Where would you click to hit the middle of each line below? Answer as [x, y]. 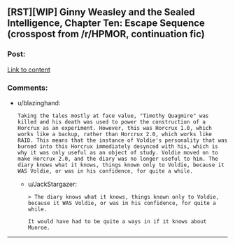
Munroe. [39, 227]
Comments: [28, 88]
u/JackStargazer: [52, 184]
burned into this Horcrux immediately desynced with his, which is [117, 146]
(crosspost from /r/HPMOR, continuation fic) [106, 34]
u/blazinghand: [39, 102]
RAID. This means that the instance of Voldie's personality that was [122, 140]
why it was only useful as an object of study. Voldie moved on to [117, 152]
